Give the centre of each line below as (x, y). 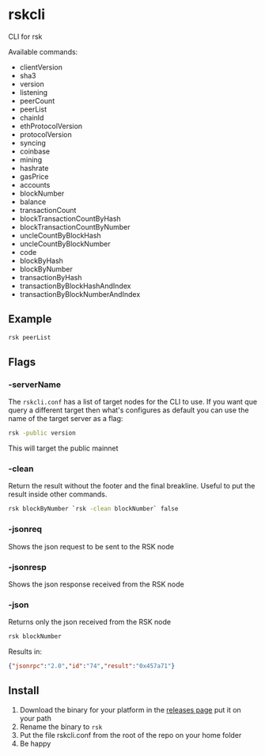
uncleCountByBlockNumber (65, 244)
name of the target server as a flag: (66, 419)
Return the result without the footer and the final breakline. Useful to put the (132, 486)
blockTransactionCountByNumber (75, 226)
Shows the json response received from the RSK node (96, 584)
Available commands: (43, 51)
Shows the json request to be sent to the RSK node (91, 546)
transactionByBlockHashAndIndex (75, 286)
